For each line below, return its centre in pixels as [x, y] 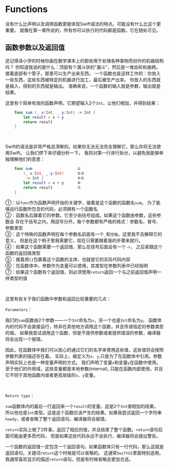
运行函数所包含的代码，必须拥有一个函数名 [54, 209]
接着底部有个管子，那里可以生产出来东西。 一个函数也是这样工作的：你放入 [83, 73]
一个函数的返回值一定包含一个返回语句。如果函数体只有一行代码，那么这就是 [84, 446]
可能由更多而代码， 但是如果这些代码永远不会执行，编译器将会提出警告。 [85, 436]
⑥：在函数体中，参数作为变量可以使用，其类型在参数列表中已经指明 [77, 265]
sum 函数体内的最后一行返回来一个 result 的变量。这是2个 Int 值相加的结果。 [82, 406]
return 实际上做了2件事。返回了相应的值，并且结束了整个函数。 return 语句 [82, 429]
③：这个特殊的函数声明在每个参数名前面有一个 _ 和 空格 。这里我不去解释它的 [84, 234]
